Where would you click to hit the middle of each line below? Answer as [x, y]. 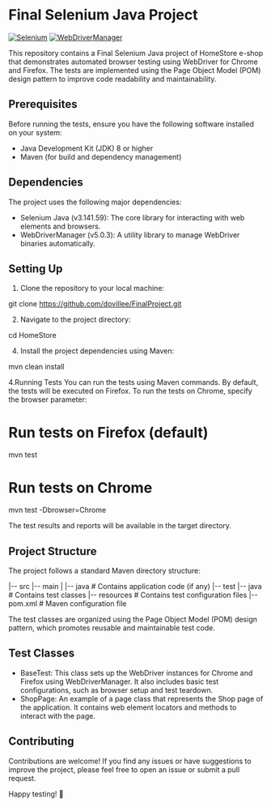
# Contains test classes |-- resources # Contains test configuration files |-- [133, 595]
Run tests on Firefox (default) [108, 432]
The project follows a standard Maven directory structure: [104, 571]
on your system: [35, 132]
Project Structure [53, 551]
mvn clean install [36, 367]
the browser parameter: [48, 399]
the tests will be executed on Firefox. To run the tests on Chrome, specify [130, 391]
